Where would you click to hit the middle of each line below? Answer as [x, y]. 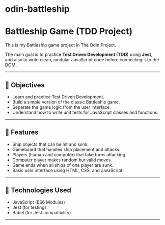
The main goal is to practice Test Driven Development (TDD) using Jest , [79, 54]
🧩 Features [22, 133]
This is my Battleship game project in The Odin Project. [61, 45]
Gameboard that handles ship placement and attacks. [66, 149]
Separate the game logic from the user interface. [62, 107]
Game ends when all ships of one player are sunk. [63, 165]
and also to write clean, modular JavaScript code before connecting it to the [82, 60]
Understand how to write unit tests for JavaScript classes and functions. [85, 112]
